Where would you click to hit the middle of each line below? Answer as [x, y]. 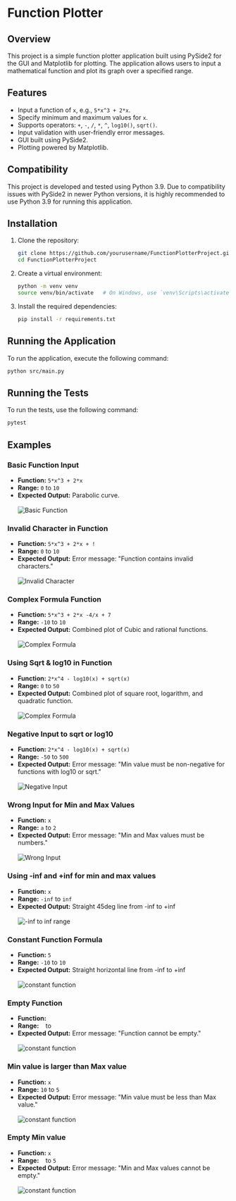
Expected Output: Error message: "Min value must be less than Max [117, 1097]
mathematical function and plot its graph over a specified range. [100, 71]
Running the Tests [48, 393]
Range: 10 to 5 [38, 1089]
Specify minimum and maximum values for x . [82, 117]
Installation [32, 224]
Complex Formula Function [55, 599]
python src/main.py [36, 371]
